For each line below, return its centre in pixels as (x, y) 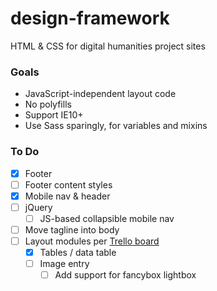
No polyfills (48, 104)
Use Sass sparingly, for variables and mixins (116, 126)
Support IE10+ (54, 115)
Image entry (64, 264)
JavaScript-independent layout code (100, 94)
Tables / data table (78, 252)
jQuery (38, 207)
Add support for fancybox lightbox (125, 275)
